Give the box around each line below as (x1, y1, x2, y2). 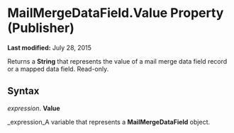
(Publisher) (7, 20, 74, 36)
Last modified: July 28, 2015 (7, 43, 92, 52)
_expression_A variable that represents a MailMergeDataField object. (7, 117, 211, 126)
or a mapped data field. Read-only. (7, 64, 109, 73)
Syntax (7, 85, 40, 97)
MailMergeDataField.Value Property (7, 5, 224, 21)
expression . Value (7, 104, 60, 112)
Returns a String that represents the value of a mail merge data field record (7, 57, 228, 65)
